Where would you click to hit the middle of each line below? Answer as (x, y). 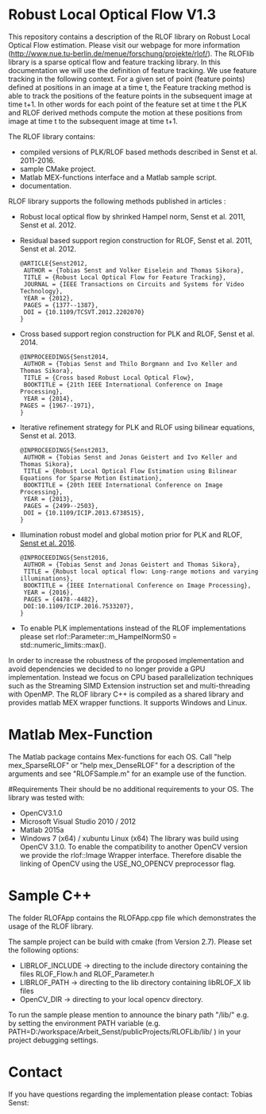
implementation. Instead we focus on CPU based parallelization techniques (131, 677)
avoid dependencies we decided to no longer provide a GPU (107, 669)
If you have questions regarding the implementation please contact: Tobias (130, 1094)
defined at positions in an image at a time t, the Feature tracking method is (130, 87)
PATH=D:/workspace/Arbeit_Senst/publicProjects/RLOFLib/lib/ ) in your (125, 1031)
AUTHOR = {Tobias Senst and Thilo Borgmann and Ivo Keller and (130, 363)
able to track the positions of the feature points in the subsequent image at (130, 95)
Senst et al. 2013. (48, 436)
